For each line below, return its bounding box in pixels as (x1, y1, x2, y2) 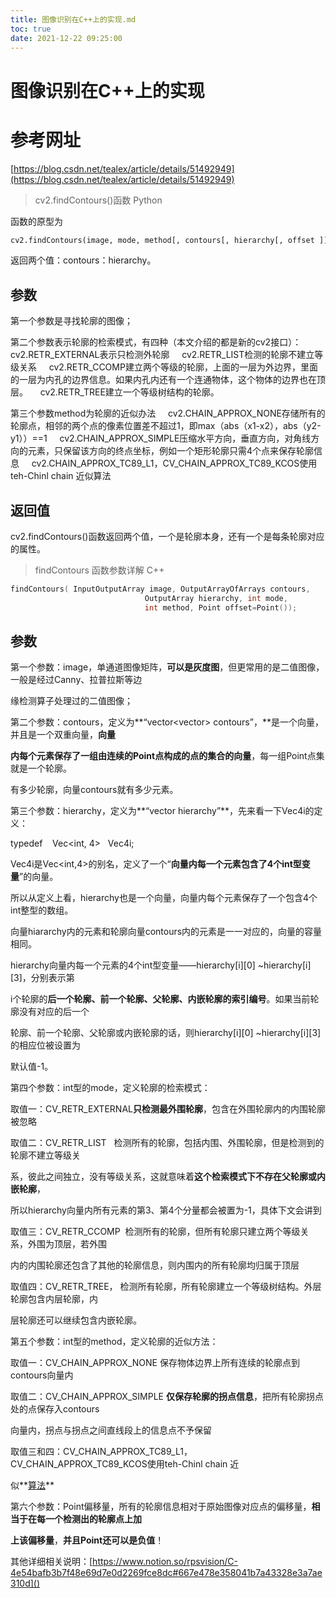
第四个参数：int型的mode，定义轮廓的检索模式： (10, 1082, 211, 1094)
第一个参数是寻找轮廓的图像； (10, 315, 133, 327)
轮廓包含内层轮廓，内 (10, 1293, 98, 1305)
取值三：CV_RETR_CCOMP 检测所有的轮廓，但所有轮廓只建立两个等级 (10, 1226, 301, 1238)
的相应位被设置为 (10, 1039, 81, 1051)
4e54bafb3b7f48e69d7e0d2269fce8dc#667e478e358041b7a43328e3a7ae (10, 1567, 323, 1579)
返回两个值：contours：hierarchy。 (10, 254, 157, 266)
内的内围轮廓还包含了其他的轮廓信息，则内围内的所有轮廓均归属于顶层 (10, 1259, 300, 1271)
